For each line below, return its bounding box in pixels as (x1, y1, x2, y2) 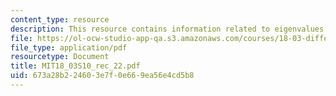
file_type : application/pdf (10, 42, 128, 53)
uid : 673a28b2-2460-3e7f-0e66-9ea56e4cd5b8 (10, 71, 195, 81)
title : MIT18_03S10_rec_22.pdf (10, 61, 141, 71)
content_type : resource (10, 14, 110, 25)
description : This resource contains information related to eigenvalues (10, 24, 325, 34)
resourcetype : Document (10, 52, 110, 62)
